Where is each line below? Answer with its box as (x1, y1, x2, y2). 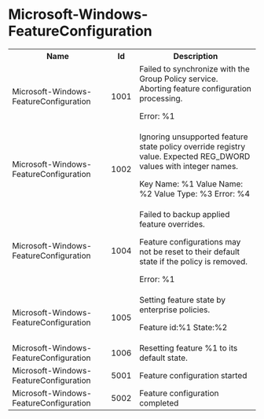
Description (173, 50, 218, 61)
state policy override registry (138, 141, 246, 152)
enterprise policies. (138, 304, 211, 315)
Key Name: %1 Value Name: (138, 178, 244, 189)
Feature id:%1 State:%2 (138, 322, 228, 333)
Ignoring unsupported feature (138, 131, 249, 142)
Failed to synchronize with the (138, 63, 250, 74)
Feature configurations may (138, 236, 241, 247)
